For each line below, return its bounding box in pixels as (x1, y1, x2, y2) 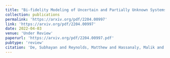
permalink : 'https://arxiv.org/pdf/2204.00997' (5, 17, 108, 22)
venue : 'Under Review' (5, 31, 53, 36)
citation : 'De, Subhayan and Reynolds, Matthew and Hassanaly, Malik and (5, 45, 164, 50)
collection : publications (5, 12, 60, 17)
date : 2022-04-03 (5, 26, 42, 31)
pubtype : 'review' (5, 40, 44, 45)
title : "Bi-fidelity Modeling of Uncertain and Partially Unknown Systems (5, 7, 166, 13)
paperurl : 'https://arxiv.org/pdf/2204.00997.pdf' (5, 36, 114, 41)
